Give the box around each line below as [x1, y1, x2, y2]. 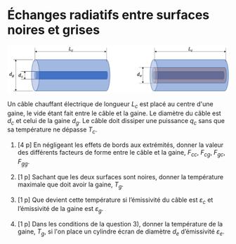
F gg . [17, 157, 30, 167]
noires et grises [7, 22, 100, 38]
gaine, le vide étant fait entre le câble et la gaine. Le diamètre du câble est [7, 109, 221, 117]
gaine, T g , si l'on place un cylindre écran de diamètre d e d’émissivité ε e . [17, 227, 225, 237]
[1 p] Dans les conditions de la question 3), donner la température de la [17, 220, 223, 229]
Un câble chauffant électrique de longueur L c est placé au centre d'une [7, 99, 214, 110]
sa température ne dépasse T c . [7, 125, 98, 136]
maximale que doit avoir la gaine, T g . [17, 180, 124, 190]
